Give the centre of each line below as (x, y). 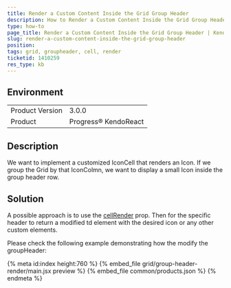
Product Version (37, 110)
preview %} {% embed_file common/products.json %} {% (134, 271)
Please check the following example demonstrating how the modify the (108, 243)
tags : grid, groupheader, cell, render (64, 52)
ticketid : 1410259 (33, 58)
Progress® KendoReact (107, 122)
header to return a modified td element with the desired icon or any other (111, 223)
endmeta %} (25, 278)
